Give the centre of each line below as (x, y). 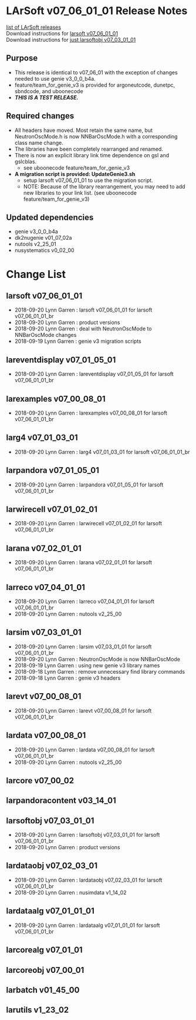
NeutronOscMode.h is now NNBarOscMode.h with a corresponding (96, 136)
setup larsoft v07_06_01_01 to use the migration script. (88, 180)
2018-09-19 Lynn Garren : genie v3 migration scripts (78, 341)
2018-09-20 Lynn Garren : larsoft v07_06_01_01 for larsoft (83, 310)
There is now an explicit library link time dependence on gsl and (92, 155)
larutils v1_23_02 (38, 1010)
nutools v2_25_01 (36, 244)
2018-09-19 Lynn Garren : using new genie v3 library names (87, 665)
